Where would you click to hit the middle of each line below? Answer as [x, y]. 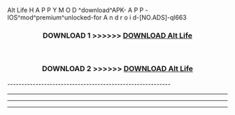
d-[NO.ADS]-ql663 [159, 17]
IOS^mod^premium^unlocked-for [55, 17]
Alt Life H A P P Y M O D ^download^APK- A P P [76, 10]
